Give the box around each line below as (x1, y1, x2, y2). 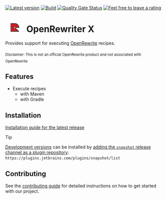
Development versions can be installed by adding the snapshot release (5, 144, 151, 150)
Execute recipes (12, 86, 46, 92)
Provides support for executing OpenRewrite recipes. (5, 40, 116, 46)
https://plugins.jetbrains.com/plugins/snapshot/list (5, 156, 121, 161)
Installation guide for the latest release (5, 124, 85, 131)
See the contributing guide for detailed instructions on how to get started (5, 182, 157, 189)
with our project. (5, 188, 39, 194)
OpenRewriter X (26, 23, 95, 35)
